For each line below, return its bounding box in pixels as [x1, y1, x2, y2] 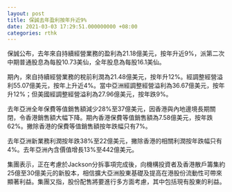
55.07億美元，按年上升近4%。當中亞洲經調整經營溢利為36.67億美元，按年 [12, 81, 225, 90]
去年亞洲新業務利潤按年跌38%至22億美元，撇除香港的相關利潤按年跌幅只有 [7, 137, 223, 146]
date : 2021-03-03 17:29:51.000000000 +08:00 [7, 23, 138, 30]
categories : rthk [7, 29, 57, 37]
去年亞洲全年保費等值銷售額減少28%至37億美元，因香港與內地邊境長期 [7, 105, 210, 113]
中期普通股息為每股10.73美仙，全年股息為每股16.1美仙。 [7, 58, 166, 67]
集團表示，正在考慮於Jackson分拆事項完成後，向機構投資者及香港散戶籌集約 [7, 160, 226, 168]
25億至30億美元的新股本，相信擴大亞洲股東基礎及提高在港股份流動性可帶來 [7, 169, 223, 177]
